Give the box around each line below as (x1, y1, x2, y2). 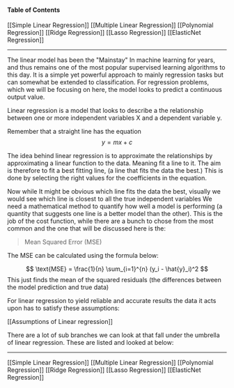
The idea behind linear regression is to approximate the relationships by (7, 152, 213, 160)
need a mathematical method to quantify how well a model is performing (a (7, 202, 223, 210)
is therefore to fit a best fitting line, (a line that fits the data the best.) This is (7, 166, 224, 175)
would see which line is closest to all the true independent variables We (7, 195, 212, 203)
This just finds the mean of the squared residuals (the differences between (7, 276, 221, 284)
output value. (7, 93, 45, 101)
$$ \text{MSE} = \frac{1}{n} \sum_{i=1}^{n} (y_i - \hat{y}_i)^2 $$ (25, 265, 209, 273)
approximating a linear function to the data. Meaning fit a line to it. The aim (7, 159, 221, 167)
